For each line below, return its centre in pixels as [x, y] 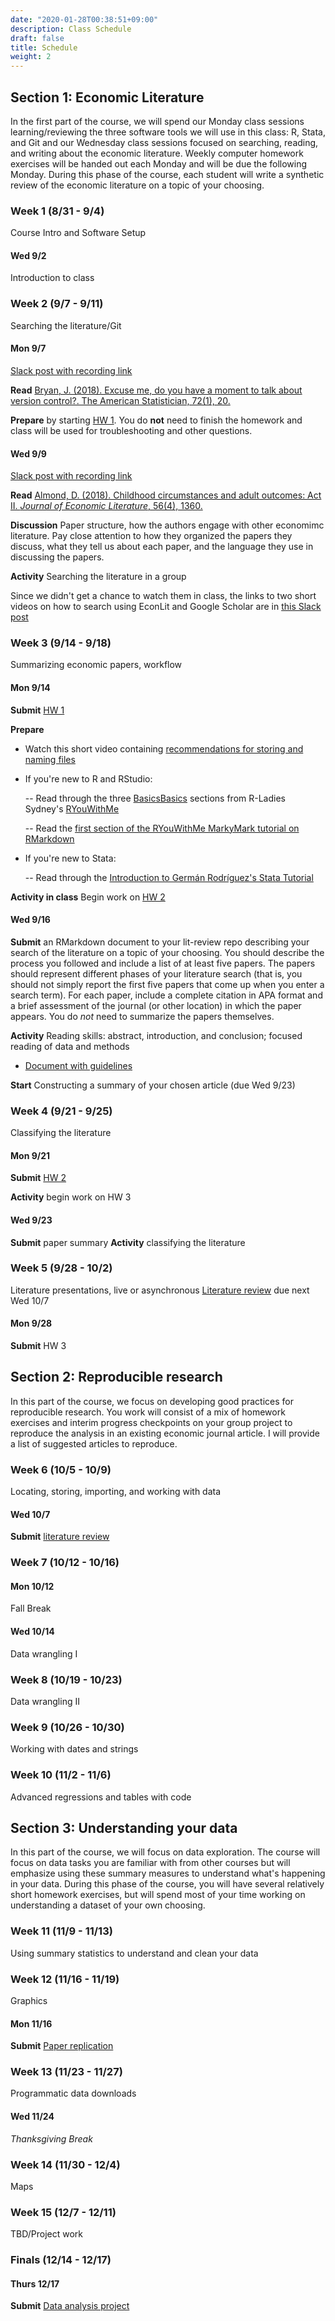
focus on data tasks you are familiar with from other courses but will [150, 1863]
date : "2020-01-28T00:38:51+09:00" [84, 19]
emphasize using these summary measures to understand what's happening [168, 1873]
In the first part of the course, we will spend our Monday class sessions [157, 121]
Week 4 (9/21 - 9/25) [61, 1111]
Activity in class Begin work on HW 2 [88, 897]
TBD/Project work [47, 2234]
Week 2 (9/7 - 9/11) [57, 304]
